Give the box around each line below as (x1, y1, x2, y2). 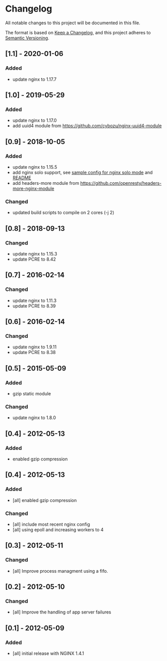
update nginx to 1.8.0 (12, 415, 56, 421)
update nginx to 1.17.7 (12, 76, 57, 82)
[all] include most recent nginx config (12, 521, 91, 528)
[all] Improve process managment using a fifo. (12, 568, 108, 574)
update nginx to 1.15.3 (12, 250, 57, 257)
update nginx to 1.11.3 (12, 297, 57, 303)
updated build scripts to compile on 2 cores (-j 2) (12, 210, 115, 216)
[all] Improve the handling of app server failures (12, 609, 112, 615)
